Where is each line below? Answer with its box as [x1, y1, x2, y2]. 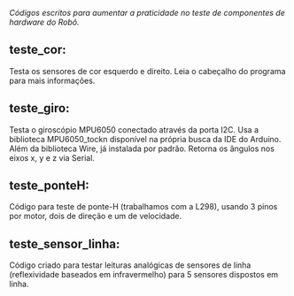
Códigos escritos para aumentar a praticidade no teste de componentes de [9, 8, 286, 18]
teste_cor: [9, 42, 66, 57]
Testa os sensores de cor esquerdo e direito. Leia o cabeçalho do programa [9, 65, 286, 76]
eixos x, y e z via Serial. [9, 152, 96, 163]
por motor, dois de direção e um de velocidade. [9, 211, 182, 222]
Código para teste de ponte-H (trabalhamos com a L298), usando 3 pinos [9, 201, 278, 212]
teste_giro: [9, 101, 70, 116]
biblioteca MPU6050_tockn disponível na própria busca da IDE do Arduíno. [9, 133, 282, 144]
